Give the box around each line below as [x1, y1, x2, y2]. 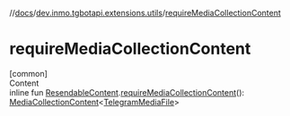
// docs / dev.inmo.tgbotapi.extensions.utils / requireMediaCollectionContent [9, 8, 281, 18]
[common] [9, 68, 48, 79]
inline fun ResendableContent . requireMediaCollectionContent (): [9, 87, 245, 97]
